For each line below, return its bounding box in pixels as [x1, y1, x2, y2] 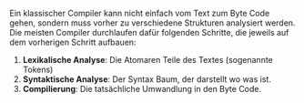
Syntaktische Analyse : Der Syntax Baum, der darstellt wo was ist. [22, 74, 271, 85]
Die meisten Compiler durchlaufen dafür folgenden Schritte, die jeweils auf [9, 27, 289, 37]
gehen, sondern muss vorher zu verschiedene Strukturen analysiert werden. [9, 17, 296, 28]
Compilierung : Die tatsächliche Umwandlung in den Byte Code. [22, 84, 262, 94]
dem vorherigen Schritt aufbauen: [9, 36, 137, 47]
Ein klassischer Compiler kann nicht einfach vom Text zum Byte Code [9, 8, 270, 18]
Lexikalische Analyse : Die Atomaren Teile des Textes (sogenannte [22, 55, 273, 65]
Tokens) [22, 64, 54, 75]
